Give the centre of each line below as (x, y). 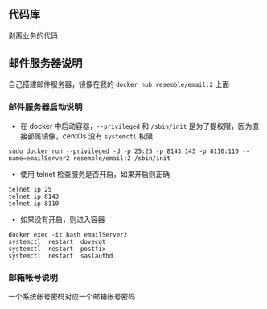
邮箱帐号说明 (33, 278)
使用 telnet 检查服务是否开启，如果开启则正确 (95, 174)
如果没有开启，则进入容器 (62, 219)
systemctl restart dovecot (57, 241)
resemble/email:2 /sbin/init (122, 158)
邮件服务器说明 (45, 63)
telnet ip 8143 (34, 196)
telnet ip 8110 (34, 204)
